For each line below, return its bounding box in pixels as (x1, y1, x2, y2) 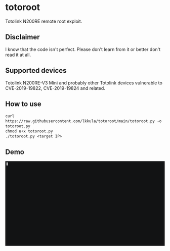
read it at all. (5, 52, 31, 58)
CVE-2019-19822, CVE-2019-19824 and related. (5, 85, 105, 91)
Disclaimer (5, 33, 40, 41)
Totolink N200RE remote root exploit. (5, 18, 82, 24)
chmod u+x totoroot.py (5, 129, 53, 134)
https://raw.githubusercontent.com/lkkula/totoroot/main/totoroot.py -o (5, 119, 162, 124)
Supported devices (5, 66, 67, 75)
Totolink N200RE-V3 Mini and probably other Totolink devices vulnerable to (5, 80, 163, 86)
